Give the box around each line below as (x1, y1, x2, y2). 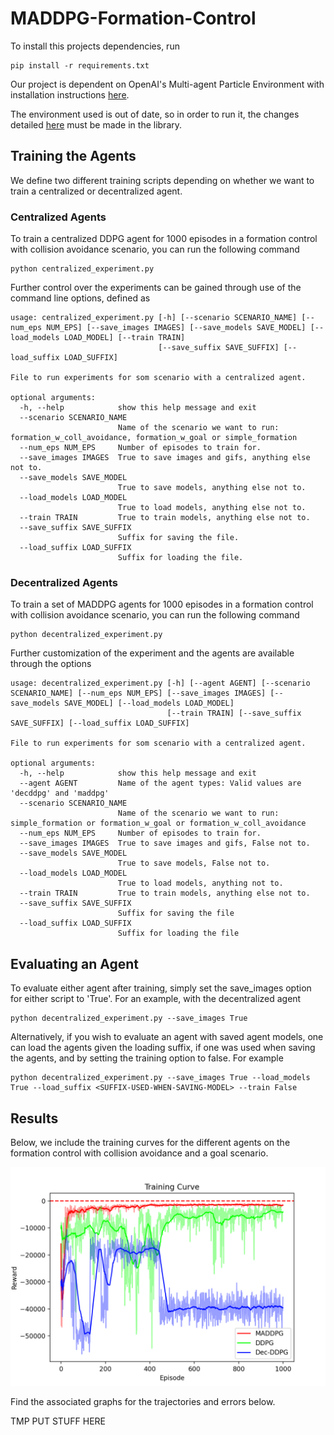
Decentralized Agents (10, 575, 119, 589)
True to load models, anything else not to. (117, 503, 307, 513)
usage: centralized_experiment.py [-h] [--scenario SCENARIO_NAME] (10, 313, 298, 323)
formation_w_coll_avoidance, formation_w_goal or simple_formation (10, 433, 298, 443)
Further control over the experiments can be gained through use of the (10, 282, 302, 294)
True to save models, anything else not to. (117, 483, 307, 493)
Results (10, 1110, 59, 1127)
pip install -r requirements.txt (10, 60, 150, 71)
